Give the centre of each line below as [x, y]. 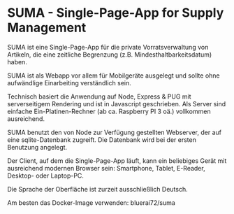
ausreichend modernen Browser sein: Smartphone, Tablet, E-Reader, [106, 168]
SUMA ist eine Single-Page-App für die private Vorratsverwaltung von [108, 47]
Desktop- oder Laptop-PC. [45, 176]
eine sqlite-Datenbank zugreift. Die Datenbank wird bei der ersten [102, 140]
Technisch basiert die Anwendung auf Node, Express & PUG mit [99, 97]
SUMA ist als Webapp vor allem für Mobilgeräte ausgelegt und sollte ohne [114, 76]
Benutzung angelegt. [37, 147]
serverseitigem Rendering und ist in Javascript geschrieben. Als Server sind [116, 104]
